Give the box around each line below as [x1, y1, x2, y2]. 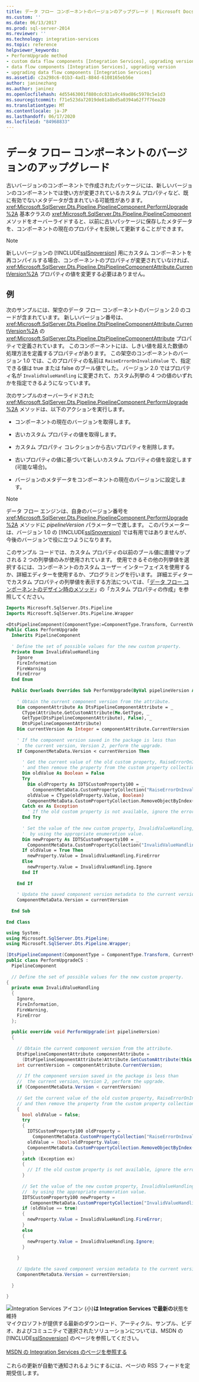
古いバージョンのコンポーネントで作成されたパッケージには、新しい [6, 182, 172, 189]
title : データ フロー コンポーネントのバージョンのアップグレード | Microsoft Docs [6, 8, 194, 15]
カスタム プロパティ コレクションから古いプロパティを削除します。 [14, 443, 178, 451]
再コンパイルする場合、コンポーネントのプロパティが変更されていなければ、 [6, 257, 192, 264]
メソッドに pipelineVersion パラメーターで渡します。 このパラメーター [19, 521, 190, 528]
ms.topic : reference [6, 42, 57, 48]
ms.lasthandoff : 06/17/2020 [6, 113, 76, 119]
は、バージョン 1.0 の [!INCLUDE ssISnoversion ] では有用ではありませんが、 [6, 528, 190, 535]
